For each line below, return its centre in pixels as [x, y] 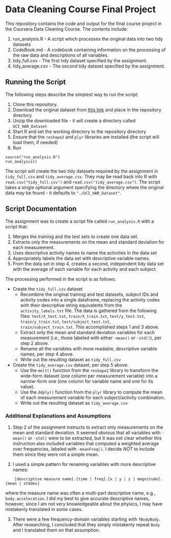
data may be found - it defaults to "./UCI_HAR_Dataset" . [63, 193]
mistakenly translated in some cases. [44, 509]
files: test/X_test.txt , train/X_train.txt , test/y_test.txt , [83, 316]
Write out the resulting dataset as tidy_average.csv [74, 403]
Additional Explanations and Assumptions [58, 416]
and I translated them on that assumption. [56, 530]
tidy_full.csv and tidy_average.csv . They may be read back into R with [81, 176]
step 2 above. [35, 343]
